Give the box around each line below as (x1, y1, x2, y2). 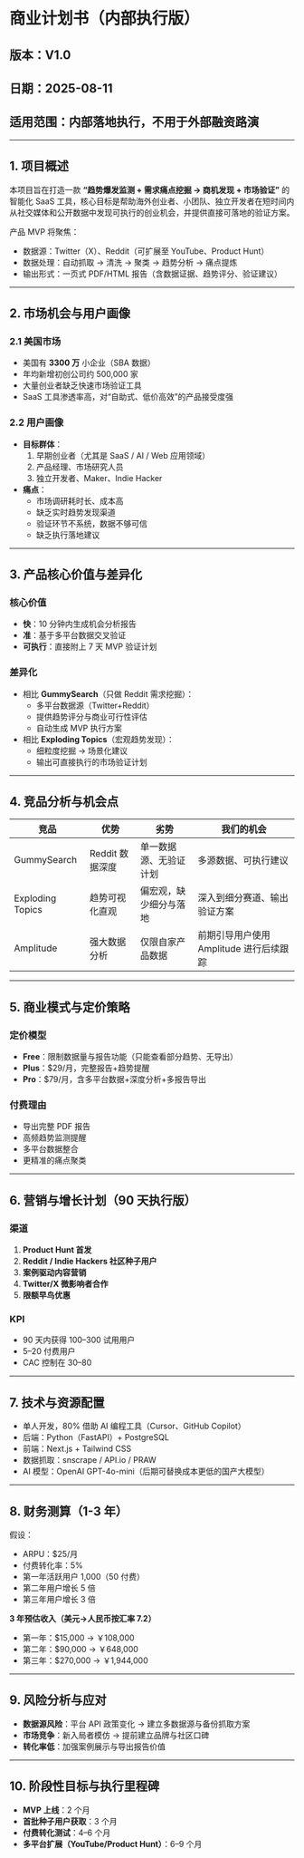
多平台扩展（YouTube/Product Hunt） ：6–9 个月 (22, 1838, 203, 1849)
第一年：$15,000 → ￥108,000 (22, 1632, 135, 1643)
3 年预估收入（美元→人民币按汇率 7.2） (9, 1612, 157, 1623)
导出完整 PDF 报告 (22, 1121, 90, 1132)
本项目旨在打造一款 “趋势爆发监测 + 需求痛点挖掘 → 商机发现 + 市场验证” (9, 184, 280, 195)
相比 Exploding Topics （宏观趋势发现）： (22, 733, 175, 744)
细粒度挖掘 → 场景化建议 (35, 745, 128, 756)
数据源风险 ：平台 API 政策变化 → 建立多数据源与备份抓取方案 (22, 1718, 251, 1729)
